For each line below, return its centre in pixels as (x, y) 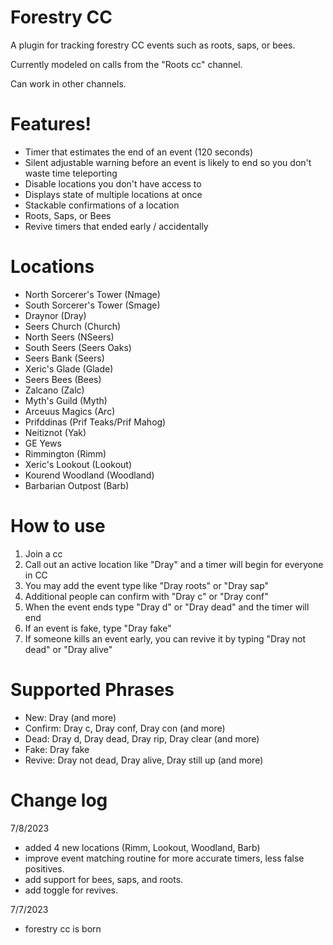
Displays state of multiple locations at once (113, 194)
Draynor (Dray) (55, 315)
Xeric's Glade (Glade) (69, 368)
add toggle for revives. (71, 890)
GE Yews (43, 443)
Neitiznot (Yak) (55, 432)
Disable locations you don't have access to (113, 183)
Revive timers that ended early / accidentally (116, 226)
